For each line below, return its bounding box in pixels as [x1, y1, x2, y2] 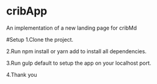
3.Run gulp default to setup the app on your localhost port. [6, 59, 152, 66]
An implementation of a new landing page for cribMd [6, 24, 137, 31]
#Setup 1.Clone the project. [6, 36, 74, 43]
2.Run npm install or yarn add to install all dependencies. [6, 47, 147, 55]
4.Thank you [6, 71, 37, 78]
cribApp [6, 4, 48, 18]
